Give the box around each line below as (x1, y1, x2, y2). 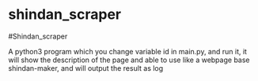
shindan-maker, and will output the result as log (8, 63, 164, 72)
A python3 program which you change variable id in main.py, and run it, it (8, 46, 248, 56)
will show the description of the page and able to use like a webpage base (8, 55, 250, 64)
